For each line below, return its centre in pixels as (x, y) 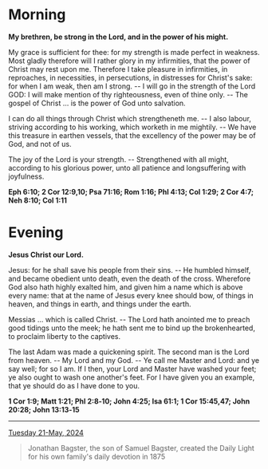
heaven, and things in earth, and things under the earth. (100, 304)
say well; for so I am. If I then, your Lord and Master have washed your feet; (132, 368)
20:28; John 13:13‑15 (44, 409)
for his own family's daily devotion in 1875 (97, 456)
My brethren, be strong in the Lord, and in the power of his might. (118, 37)
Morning (37, 15)
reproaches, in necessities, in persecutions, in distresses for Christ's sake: (130, 77)
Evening (36, 233)
